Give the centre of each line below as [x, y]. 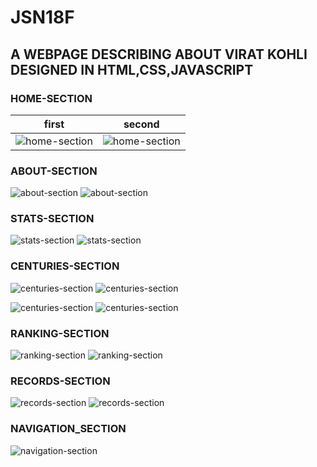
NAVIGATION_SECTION [68, 429]
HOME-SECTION [51, 98]
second [141, 124]
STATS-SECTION [52, 219]
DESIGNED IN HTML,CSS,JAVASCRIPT [132, 69]
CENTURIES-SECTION [65, 266]
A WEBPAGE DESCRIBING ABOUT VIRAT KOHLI [159, 54]
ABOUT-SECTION [54, 171]
